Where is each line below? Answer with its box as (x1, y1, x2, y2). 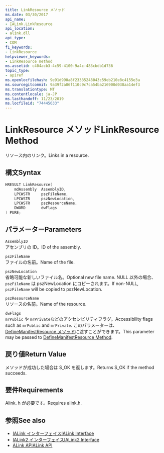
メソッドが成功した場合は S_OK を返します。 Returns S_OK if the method (5, 364, 154, 370)
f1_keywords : (5, 45, 33, 50)
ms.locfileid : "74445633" (5, 101, 59, 106)
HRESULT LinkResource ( (5, 182, 53, 187)
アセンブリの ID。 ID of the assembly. (5, 244, 81, 250)
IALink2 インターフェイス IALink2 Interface (12, 437, 99, 443)
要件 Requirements (5, 386, 64, 395)
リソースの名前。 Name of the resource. (5, 301, 87, 307)
